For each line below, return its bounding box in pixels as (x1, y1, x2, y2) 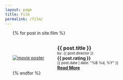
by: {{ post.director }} (57, 51, 94, 56)
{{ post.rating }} (57, 55, 91, 61)
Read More (57, 65, 80, 71)
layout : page (5, 7, 32, 12)
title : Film (5, 12, 30, 17)
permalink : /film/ (5, 16, 43, 21)
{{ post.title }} (57, 45, 92, 52)
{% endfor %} (12, 70, 41, 76)
